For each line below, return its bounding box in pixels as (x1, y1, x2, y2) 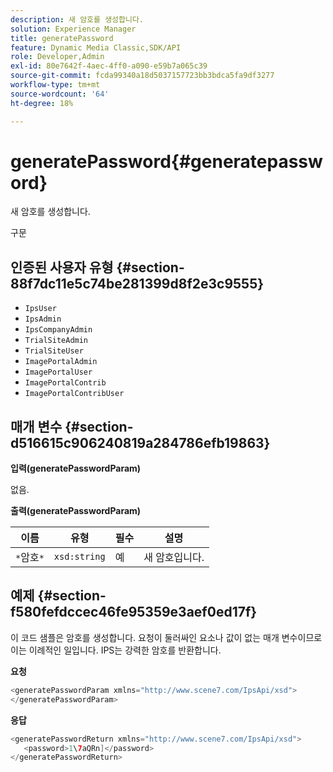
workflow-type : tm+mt (10, 80, 101, 90)
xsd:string (53, 551, 106, 563)
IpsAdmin (24, 314, 62, 325)
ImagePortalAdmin (24, 357, 98, 367)
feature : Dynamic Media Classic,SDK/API (10, 42, 182, 53)
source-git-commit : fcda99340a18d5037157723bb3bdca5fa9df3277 (10, 71, 275, 81)
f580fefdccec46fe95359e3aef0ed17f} (10, 604, 258, 621)
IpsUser (24, 304, 57, 314)
